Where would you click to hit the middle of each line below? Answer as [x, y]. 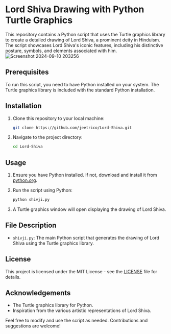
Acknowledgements [38, 293]
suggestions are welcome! [33, 326]
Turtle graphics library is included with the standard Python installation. [80, 90]
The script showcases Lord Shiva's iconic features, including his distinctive [84, 45]
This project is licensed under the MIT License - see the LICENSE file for [81, 271]
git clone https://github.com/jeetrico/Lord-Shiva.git [72, 128]
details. [13, 277]
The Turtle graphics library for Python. [53, 305]
